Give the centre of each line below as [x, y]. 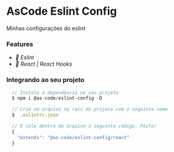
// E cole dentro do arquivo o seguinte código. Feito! [84, 126]
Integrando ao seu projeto [45, 80]
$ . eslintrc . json [35, 115]
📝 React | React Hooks [43, 64]
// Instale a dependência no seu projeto [65, 93]
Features [20, 44]
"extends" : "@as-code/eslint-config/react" [74, 137]
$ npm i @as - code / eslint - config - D [57, 98]
